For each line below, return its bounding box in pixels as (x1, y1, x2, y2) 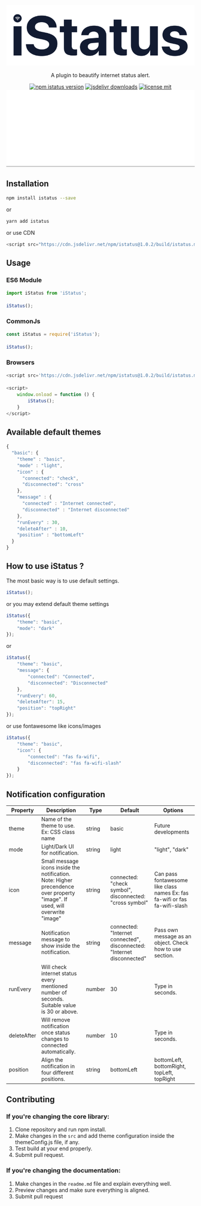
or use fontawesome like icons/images (6, 723, 102, 730)
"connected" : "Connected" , (28, 674, 95, 680)
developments (154, 828, 190, 835)
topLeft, (154, 1069, 173, 1076)
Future (154, 822, 170, 829)
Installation (6, 178, 49, 189)
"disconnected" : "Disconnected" (28, 680, 109, 686)
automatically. (41, 1048, 76, 1055)
